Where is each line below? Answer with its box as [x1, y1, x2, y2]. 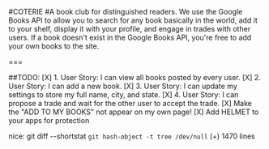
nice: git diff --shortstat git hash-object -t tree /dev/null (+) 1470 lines [8, 131, 255, 141]
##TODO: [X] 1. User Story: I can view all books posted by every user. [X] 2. [8, 73, 261, 82]
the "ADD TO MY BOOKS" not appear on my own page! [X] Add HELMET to [8, 107, 259, 117]
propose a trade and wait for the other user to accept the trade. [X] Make [8, 99, 253, 108]
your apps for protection [8, 116, 90, 125]
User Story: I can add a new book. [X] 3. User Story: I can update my [8, 81, 237, 91]
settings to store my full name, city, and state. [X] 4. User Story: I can [8, 90, 239, 100]
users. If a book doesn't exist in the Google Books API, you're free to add [8, 32, 252, 42]
